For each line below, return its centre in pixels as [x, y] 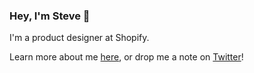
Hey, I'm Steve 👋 [50, 16]
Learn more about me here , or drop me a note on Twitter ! [126, 57]
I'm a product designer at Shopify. [79, 38]
